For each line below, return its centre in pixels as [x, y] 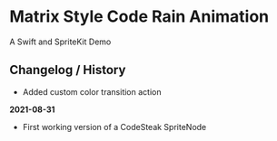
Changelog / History [68, 70]
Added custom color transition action [92, 91]
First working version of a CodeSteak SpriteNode [114, 127]
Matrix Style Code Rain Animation [139, 17]
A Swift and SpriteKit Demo [60, 42]
